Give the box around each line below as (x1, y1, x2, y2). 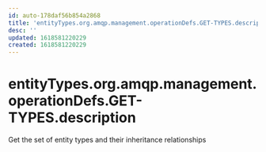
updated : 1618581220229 (8, 33, 87, 42)
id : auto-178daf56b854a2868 (8, 11, 101, 20)
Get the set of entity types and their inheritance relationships (8, 135, 207, 145)
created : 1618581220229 (8, 41, 87, 49)
